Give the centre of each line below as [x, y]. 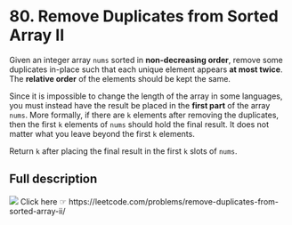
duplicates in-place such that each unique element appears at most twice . [146, 69]
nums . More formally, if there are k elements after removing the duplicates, [144, 115]
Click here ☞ [43, 201]
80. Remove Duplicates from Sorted [144, 16]
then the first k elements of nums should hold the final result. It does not [139, 124]
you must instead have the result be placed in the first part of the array [140, 105]
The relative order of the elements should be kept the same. [120, 78]
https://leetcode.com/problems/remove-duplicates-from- [173, 201]
